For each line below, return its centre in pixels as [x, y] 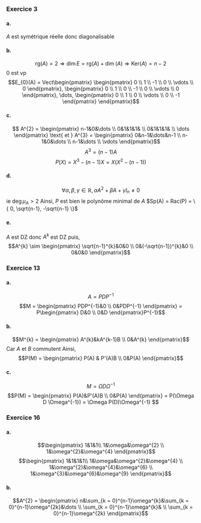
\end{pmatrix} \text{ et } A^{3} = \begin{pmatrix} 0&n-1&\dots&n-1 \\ [97, 135]
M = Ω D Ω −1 [101, 386]
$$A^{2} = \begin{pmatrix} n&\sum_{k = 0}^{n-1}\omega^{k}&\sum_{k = [101, 501]
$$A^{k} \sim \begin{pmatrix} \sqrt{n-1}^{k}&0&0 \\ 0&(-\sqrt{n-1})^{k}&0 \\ [101, 246]
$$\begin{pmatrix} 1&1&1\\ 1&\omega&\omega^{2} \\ [101, 445]
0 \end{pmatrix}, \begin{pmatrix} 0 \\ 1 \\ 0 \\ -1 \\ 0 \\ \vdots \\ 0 [101, 89]
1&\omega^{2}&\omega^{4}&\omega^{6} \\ [101, 467]
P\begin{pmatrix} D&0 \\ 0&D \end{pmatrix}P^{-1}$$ [101, 312]
